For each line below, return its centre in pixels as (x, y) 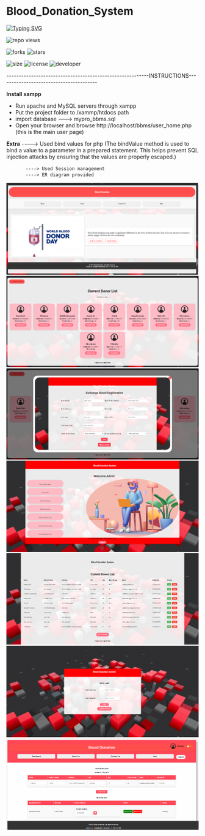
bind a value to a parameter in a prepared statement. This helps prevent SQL (103, 150)
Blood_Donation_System (70, 11)
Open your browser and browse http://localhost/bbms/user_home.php (103, 125)
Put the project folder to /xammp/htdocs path (72, 112)
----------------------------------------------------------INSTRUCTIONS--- (101, 75)
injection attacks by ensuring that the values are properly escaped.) (92, 157)
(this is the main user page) (49, 132)
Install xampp (24, 94)
